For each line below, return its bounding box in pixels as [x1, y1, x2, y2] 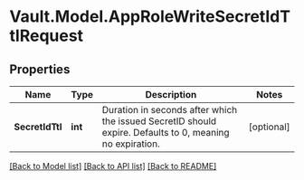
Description [145, 89, 197, 100]
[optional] [248, 120, 290, 133]
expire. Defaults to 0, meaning [101, 127, 230, 138]
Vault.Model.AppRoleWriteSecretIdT [9, 6, 291, 27]
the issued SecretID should [101, 115, 217, 128]
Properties [9, 62, 71, 77]
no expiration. [101, 137, 160, 150]
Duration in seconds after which [101, 104, 238, 116]
